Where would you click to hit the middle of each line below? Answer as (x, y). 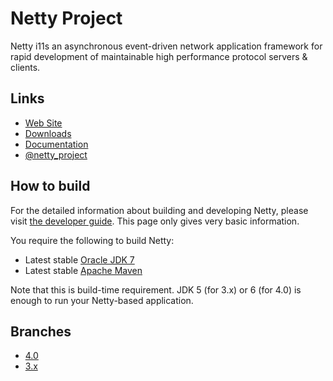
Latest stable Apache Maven (83, 270)
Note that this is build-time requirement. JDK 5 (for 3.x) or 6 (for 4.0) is (156, 289)
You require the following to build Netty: (92, 240)
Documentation (56, 144)
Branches (41, 331)
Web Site (43, 123)
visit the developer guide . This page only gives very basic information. (155, 221)
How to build (50, 186)
